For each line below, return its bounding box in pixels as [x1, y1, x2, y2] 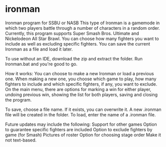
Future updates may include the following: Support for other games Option [5, 121, 157, 127]
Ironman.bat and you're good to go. [5, 61, 78, 67]
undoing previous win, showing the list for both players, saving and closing [5, 92, 158, 98]
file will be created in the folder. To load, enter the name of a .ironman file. [5, 111, 156, 117]
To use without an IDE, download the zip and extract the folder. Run [5, 55, 143, 61]
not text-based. [5, 137, 37, 143]
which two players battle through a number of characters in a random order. [5, 25, 160, 31]
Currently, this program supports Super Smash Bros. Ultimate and [5, 30, 139, 36]
